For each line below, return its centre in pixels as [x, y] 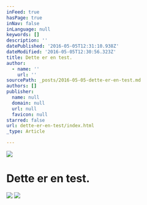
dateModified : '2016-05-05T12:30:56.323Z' [61, 52]
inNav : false [23, 23]
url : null [24, 109]
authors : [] [21, 86]
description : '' [27, 40]
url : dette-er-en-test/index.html [51, 126]
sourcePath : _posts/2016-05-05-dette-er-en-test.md [73, 80]
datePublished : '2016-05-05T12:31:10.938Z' [63, 47]
